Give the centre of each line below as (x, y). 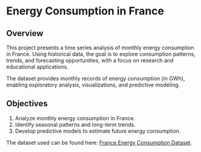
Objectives (27, 104)
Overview (25, 33)
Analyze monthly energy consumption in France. (75, 118)
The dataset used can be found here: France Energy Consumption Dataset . (99, 142)
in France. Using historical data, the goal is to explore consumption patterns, (101, 54)
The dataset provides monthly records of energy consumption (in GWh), (96, 78)
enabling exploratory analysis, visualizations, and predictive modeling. (93, 85)
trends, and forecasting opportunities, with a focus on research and (90, 60)
